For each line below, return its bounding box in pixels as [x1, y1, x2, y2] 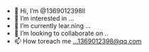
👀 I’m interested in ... [13, 14, 74, 22]
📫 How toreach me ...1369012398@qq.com [13, 37, 142, 45]
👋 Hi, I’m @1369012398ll [13, 7, 86, 15]
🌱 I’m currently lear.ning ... [13, 22, 91, 30]
